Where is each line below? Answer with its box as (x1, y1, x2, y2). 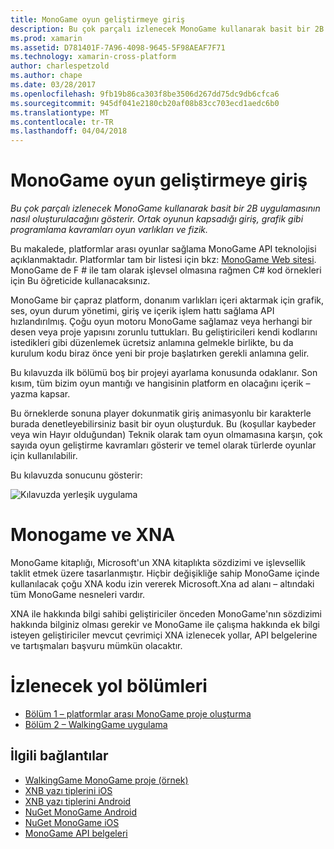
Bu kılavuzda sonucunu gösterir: (10, 469, 143, 481)
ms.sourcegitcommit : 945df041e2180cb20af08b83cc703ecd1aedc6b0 (10, 98, 280, 108)
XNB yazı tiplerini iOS (24, 784, 113, 796)
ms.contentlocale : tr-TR (10, 117, 114, 127)
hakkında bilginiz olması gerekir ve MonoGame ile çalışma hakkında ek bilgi (10, 619, 320, 630)
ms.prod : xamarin (10, 33, 83, 43)
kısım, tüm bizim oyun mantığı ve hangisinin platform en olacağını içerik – (10, 377, 311, 390)
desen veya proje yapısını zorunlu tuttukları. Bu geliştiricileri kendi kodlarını (10, 326, 318, 338)
